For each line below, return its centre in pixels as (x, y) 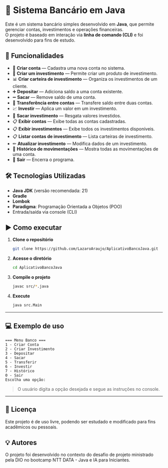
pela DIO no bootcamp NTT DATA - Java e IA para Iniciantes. (68, 460)
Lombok (21, 201)
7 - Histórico (20, 371)
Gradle (19, 196)
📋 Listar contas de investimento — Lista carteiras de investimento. (82, 136)
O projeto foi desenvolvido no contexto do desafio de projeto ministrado (79, 455)
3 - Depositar (20, 353)
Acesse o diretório (32, 258)
